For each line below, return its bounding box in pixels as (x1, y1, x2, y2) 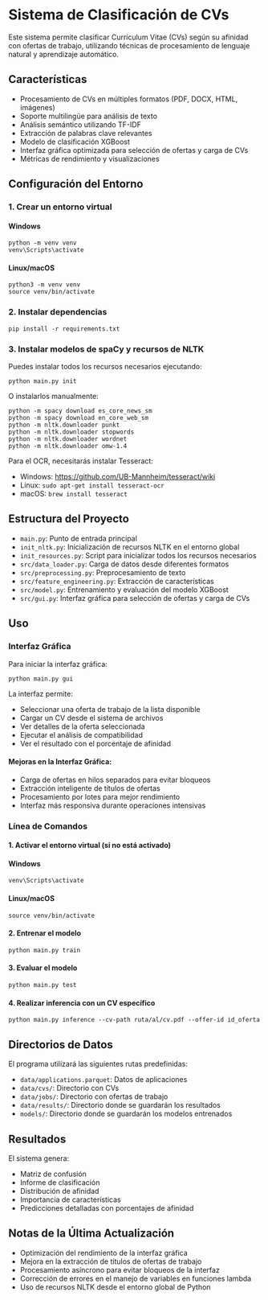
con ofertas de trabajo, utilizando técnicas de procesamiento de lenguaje (8, 40, 250, 50)
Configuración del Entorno (8, 177, 144, 191)
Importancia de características (19, 1195, 122, 1204)
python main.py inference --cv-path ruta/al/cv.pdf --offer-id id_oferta (8, 1016, 261, 1024)
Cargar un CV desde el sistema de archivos (19, 713, 164, 722)
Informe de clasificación (19, 1177, 100, 1187)
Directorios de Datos (8, 1038, 114, 1051)
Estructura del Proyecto (8, 512, 130, 526)
